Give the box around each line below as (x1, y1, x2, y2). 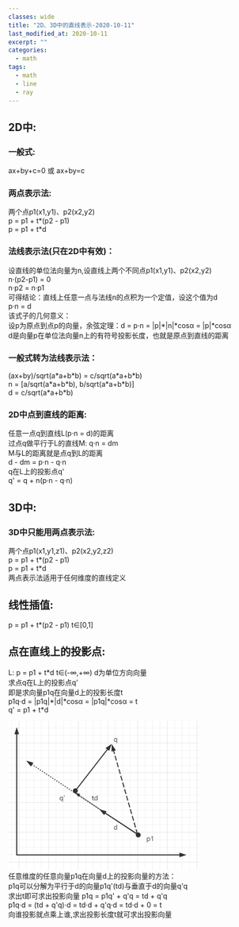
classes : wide (8, 13, 55, 21)
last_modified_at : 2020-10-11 (8, 29, 108, 37)
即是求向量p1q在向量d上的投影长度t (8, 687, 123, 697)
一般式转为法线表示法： (8, 352, 97, 363)
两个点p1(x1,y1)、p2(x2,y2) (8, 207, 95, 217)
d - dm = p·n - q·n (8, 458, 66, 467)
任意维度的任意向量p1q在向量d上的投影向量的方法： (8, 871, 176, 881)
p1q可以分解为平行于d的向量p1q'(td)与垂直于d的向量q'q (8, 881, 188, 890)
